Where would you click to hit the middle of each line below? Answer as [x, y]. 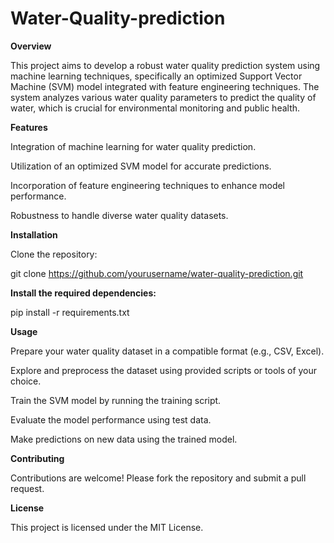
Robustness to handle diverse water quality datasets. [119, 215]
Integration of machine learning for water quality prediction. [133, 146]
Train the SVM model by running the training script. [116, 400]
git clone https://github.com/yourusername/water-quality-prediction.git [157, 273]
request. [27, 488]
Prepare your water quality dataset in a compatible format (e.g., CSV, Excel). [167, 351]
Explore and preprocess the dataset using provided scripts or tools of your [164, 370]
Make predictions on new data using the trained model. [124, 439]
